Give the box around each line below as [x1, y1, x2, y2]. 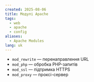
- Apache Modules [9, 39, 44, 43]
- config [9, 29, 27, 34]
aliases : [5, 34, 23, 39]
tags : [5, 16, 16, 21]
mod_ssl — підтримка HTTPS [12, 66, 70, 72]
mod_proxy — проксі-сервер [12, 71, 68, 77]
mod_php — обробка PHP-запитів [12, 61, 78, 67]
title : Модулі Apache [5, 12, 49, 16]
